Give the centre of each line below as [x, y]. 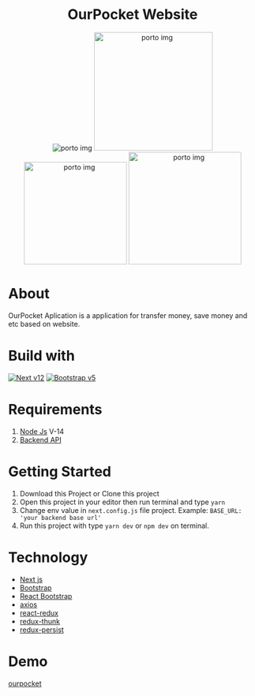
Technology [48, 557]
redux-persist [42, 630]
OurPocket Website [133, 15]
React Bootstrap [46, 596]
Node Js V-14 [42, 431]
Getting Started [60, 471]
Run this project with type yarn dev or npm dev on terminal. [114, 526]
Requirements [55, 410]
